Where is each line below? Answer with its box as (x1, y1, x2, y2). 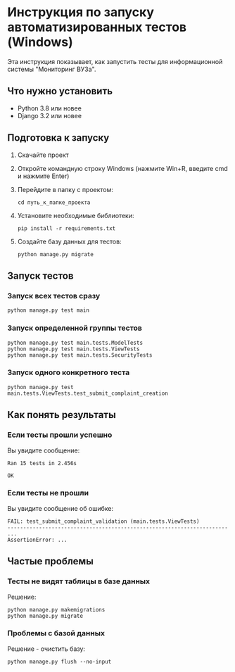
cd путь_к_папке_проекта (17, 198, 91, 206)
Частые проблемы (7, 555, 94, 567)
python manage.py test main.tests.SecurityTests (7, 351, 153, 359)
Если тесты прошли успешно (7, 430, 113, 440)
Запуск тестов (7, 270, 74, 281)
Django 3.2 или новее (17, 111, 82, 120)
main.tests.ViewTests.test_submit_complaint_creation (7, 390, 169, 397)
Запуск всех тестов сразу (7, 291, 101, 300)
